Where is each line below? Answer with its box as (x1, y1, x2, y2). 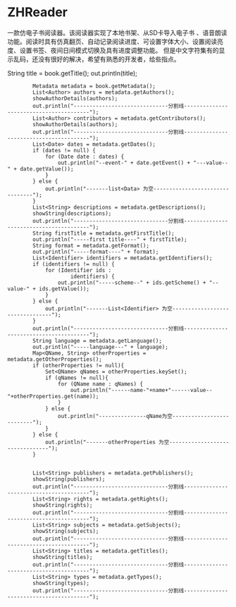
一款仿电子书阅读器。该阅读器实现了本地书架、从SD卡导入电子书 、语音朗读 (7, 28, 228, 37)
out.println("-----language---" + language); (32, 343, 169, 350)
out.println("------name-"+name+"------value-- (70, 386, 213, 393)
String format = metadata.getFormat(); (32, 242, 150, 249)
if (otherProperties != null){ (32, 362, 125, 369)
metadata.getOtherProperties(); (7, 355, 102, 363)
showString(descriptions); (32, 209, 112, 217)
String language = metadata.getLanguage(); (32, 337, 162, 344)
